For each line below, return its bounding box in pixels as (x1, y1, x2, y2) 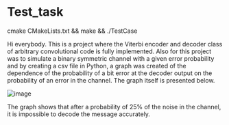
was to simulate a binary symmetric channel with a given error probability (7, 54, 215, 62)
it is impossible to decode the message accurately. (7, 110, 151, 118)
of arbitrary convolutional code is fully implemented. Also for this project (7, 47, 212, 55)
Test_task (7, 4, 64, 20)
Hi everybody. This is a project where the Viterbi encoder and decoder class (7, 40, 223, 48)
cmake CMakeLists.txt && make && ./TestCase (7, 27, 138, 35)
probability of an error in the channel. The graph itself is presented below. (7, 76, 215, 84)
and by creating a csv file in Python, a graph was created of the (7, 61, 186, 70)
